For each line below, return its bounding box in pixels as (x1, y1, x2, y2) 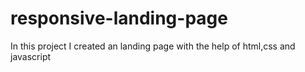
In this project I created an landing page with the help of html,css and (10, 40, 296, 52)
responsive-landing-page (10, 7, 228, 30)
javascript (10, 50, 52, 62)
